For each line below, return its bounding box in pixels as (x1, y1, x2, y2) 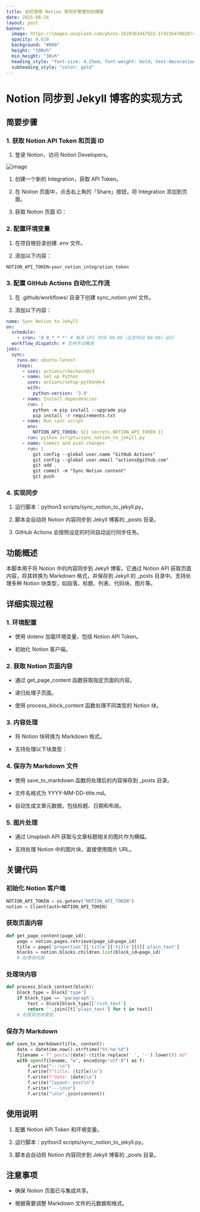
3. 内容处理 (6, 718, 38, 727)
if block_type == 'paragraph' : (17, 995, 95, 1002)
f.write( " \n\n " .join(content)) (27, 1090, 105, 1097)
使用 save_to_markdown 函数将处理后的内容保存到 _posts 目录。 (14, 776, 173, 784)
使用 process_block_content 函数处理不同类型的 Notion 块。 (14, 702, 162, 709)
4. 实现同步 (6, 489, 38, 497)
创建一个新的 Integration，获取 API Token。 (14, 175, 122, 182)
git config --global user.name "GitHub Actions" (32, 451, 156, 457)
